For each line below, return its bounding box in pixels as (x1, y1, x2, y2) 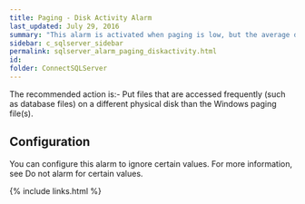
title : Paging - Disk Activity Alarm (9, 13, 152, 23)
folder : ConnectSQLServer (9, 64, 107, 73)
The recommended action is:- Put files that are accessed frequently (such (9, 88, 286, 100)
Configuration (9, 134, 91, 150)
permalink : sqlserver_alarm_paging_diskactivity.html (9, 47, 218, 56)
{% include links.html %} (9, 185, 102, 196)
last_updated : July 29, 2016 (9, 22, 120, 31)
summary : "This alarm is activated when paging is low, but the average (9, 30, 290, 39)
